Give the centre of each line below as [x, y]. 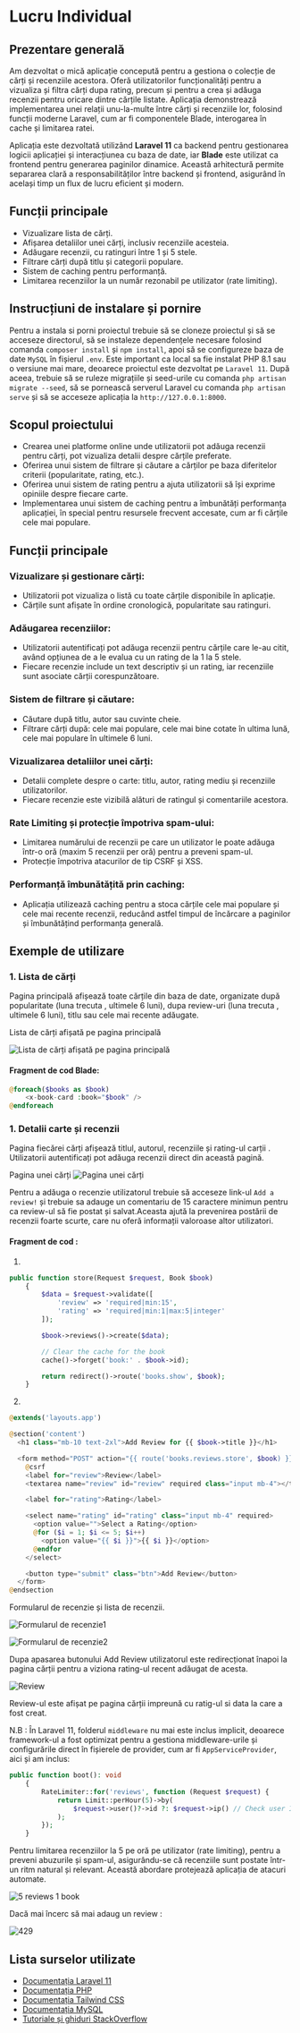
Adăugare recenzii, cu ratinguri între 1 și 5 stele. [110, 251]
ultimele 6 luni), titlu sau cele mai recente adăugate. [104, 1015]
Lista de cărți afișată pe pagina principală [85, 1033]
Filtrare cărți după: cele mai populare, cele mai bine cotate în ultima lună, [156, 728]
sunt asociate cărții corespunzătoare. [91, 676]
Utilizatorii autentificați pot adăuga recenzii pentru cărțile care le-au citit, [155, 648]
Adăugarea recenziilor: [60, 628]
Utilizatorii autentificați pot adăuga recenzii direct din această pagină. [137, 1158]
